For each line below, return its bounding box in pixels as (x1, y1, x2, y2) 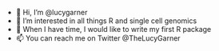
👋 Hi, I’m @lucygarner (15, 8, 88, 17)
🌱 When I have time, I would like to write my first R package (15, 25, 212, 33)
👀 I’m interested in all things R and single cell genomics (15, 16, 197, 25)
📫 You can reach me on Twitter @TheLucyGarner (15, 33, 181, 43)
